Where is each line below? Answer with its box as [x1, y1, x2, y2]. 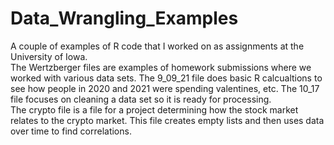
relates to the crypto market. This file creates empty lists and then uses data [10, 114, 325, 126]
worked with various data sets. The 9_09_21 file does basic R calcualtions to [10, 72, 323, 84]
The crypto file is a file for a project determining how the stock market [10, 103, 299, 116]
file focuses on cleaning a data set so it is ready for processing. [10, 93, 272, 105]
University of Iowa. [10, 50, 88, 62]
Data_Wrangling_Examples [10, 7, 239, 30]
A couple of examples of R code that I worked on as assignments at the [10, 40, 305, 52]
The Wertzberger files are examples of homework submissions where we [10, 61, 312, 73]
